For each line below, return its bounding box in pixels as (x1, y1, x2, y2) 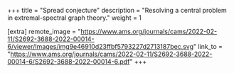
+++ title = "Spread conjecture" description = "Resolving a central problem (7, 6, 227, 14)
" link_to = (193, 43, 223, 50)
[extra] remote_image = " (7, 28, 81, 35)
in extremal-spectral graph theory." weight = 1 (7, 13, 142, 22)
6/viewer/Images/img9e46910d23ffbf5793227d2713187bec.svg (7, 43, 194, 50)
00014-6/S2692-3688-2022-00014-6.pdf (7, 57, 130, 66)
